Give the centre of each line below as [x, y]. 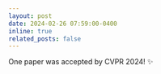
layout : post [30, 16]
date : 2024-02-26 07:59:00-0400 [63, 24]
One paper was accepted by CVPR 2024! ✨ [81, 62]
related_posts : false [45, 39]
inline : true [30, 31]
